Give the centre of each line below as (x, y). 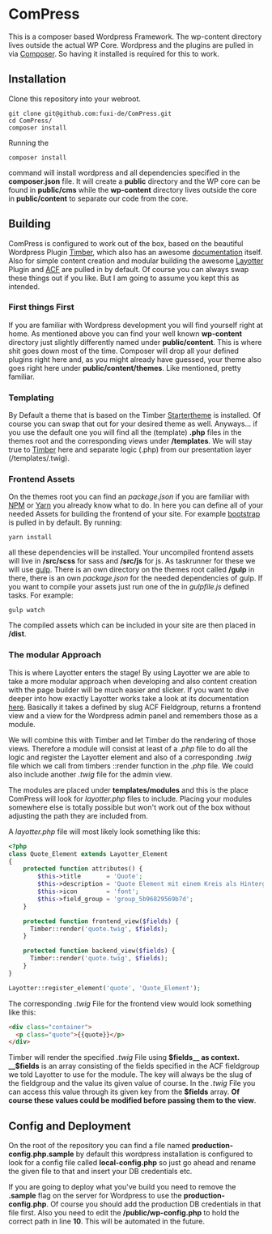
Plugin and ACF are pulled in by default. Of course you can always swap (129, 269)
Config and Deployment (70, 1126)
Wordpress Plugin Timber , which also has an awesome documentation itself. (136, 252)
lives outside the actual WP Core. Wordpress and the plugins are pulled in (131, 45)
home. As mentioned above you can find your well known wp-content (125, 334)
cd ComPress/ (30, 121)
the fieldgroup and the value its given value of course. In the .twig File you (132, 1083)
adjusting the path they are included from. (78, 815)
